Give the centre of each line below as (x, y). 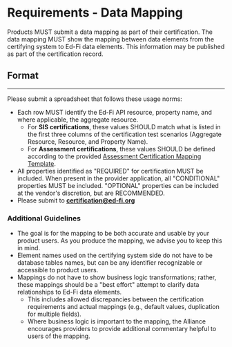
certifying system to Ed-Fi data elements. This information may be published (116, 46)
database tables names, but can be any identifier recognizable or (110, 263)
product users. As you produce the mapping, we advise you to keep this (119, 241)
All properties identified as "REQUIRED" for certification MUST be (110, 171)
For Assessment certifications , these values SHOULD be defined (121, 149)
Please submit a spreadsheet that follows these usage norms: (95, 99)
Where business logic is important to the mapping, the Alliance (116, 321)
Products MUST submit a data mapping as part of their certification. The (110, 32)
